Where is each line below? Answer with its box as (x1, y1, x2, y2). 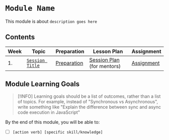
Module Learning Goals (5, 80, 79, 89)
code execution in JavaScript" (17, 109, 80, 115)
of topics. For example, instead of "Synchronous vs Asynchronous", (17, 98, 158, 104)
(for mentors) (89, 62, 121, 69)
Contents (5, 33, 35, 41)
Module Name (5, 4, 55, 13)
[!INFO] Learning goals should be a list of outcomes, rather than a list (17, 93, 161, 99)
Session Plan (89, 56, 120, 63)
